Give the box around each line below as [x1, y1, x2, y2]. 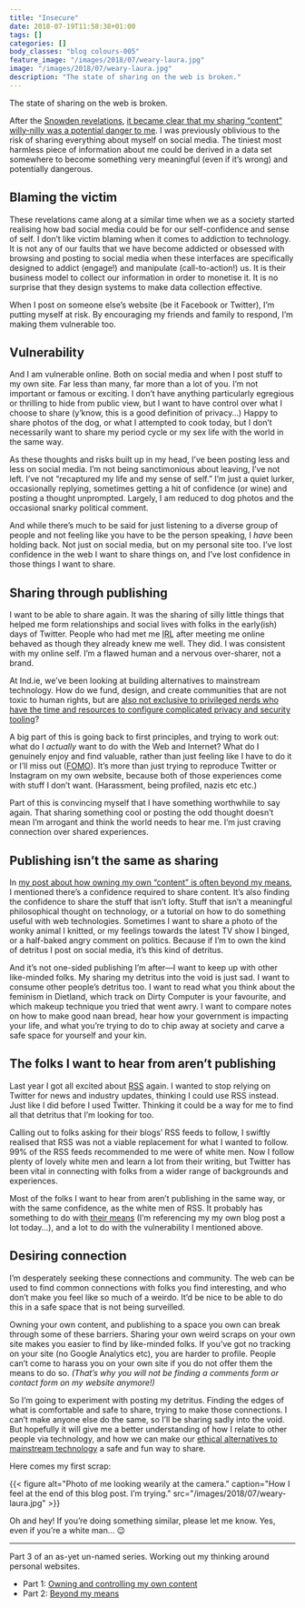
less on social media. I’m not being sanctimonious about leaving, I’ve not [9, 464, 280, 475]
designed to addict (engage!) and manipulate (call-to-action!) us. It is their [9, 262, 286, 273]
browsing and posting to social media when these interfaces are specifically [9, 252, 294, 264]
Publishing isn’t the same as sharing [9, 852, 219, 869]
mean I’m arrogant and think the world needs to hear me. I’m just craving [9, 817, 281, 828]
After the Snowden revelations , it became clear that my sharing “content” [9, 115, 283, 126]
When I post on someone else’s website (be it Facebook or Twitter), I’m [9, 299, 275, 310]
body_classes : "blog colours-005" [9, 47, 141, 56]
